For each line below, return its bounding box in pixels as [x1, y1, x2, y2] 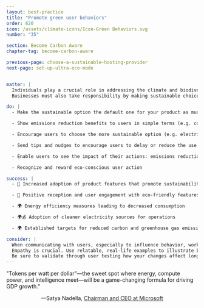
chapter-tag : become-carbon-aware [6, 48, 94, 55]
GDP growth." [6, 283, 41, 290]
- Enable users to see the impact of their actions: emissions [12, 153, 175, 159]
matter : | [6, 81, 32, 87]
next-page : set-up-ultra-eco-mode [6, 65, 94, 71]
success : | [6, 175, 34, 182]
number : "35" [6, 32, 39, 38]
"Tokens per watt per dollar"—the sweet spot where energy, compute [6, 270, 180, 278]
